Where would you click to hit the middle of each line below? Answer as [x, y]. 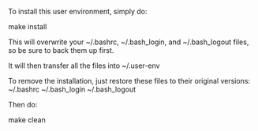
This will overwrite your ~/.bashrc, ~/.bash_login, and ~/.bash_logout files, [129, 42]
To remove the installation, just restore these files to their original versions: [129, 81]
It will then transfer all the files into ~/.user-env [84, 65]
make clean [27, 120]
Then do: [23, 105]
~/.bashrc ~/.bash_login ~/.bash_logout [72, 89]
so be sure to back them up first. [61, 50]
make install [28, 26]
